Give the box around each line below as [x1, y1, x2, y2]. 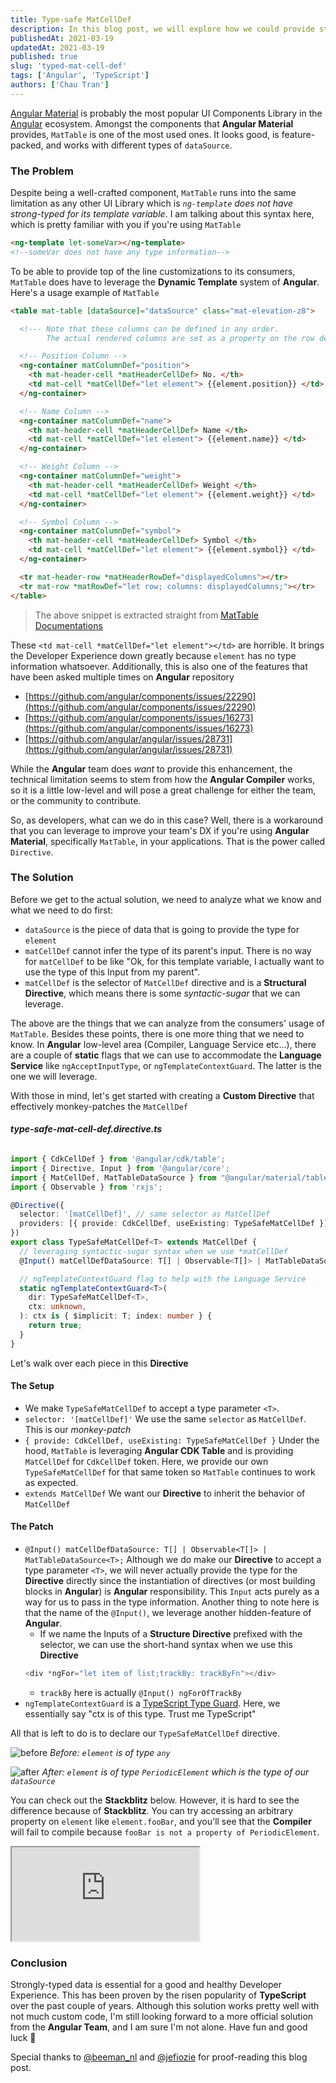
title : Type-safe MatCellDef [10, 14, 132, 25]
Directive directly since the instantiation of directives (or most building [24, 1575, 316, 1587]
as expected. [24, 1476, 79, 1488]
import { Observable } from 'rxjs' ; [10, 1182, 163, 1192]
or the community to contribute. [10, 794, 142, 806]
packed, [10, 139, 44, 151]
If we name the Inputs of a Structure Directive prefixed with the [39, 1628, 303, 1640]
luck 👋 [10, 2032, 37, 2044]
